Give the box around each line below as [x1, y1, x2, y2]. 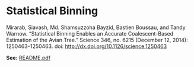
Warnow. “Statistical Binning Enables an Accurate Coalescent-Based [6, 30, 174, 37]
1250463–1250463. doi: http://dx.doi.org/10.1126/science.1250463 [6, 43, 167, 50]
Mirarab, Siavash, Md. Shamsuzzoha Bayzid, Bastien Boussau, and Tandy [6, 24, 186, 31]
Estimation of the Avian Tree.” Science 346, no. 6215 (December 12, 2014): [6, 36, 188, 43]
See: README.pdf [6, 54, 51, 61]
